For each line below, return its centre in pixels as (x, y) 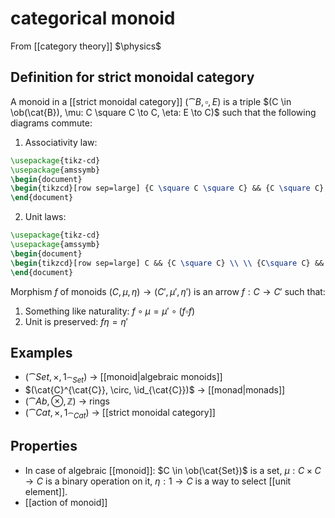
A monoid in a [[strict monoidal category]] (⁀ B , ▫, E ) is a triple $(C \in (151, 101)
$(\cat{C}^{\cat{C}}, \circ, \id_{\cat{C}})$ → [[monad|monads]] (155, 390)
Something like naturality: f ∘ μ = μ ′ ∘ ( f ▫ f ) (110, 311)
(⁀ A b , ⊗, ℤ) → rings (67, 401)
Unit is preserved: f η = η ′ (76, 321)
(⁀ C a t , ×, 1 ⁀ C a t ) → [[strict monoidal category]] (120, 414)
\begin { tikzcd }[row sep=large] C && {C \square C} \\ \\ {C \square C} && (167, 263)
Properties (44, 446)
